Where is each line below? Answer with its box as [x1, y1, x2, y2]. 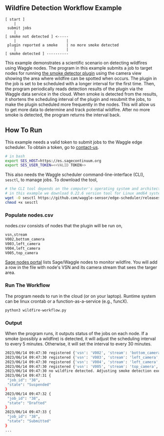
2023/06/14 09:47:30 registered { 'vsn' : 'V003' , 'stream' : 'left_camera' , [5, 355, 161, 360]
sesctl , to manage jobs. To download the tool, [5, 177, 98, 183]
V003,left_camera [5, 241, 41, 246]
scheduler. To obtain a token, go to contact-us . [5, 144, 99, 150]
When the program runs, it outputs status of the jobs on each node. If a [5, 330, 148, 336]
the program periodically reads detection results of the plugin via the [5, 86, 143, 92]
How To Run [5, 126, 42, 134]
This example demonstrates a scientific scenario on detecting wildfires [5, 60, 147, 66]
